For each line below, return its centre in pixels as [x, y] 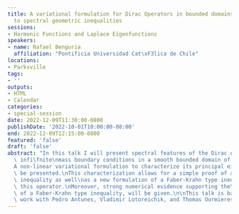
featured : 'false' [34, 140]
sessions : [22, 27]
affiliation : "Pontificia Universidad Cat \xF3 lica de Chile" [106, 54]
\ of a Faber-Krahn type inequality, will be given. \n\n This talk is [119, 193]
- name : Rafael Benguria [44, 47]
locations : [23, 61]
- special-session [34, 113]
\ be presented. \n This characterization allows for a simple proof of [121, 173]
